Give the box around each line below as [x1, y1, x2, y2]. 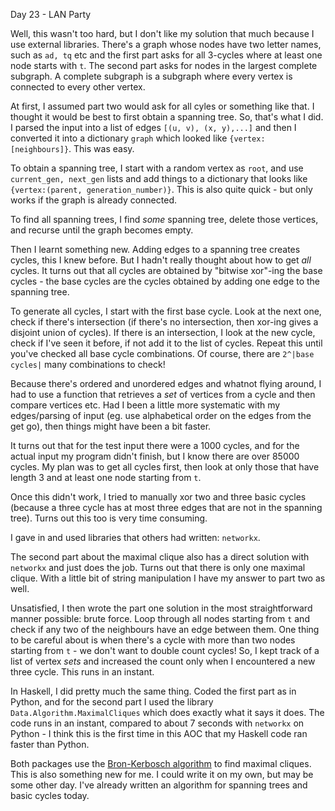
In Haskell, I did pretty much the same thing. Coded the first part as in [10, 685, 297, 697]
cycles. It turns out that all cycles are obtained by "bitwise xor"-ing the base [10, 265, 323, 276]
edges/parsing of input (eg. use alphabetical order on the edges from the [10, 410, 312, 421]
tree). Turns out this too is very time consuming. [10, 512, 208, 524]
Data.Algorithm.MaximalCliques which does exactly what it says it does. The [10, 707, 325, 718]
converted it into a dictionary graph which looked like [10, 132, 228, 144]
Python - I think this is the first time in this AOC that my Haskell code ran [10, 728, 308, 739]
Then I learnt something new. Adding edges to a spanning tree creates [10, 244, 301, 255]
